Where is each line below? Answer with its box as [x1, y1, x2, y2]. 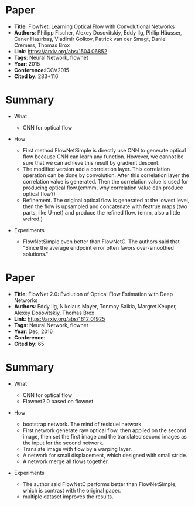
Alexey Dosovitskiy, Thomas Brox [13, 309, 95, 316]
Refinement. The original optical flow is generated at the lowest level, [22, 196, 190, 203]
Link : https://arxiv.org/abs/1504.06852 [13, 47, 108, 55]
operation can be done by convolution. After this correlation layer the [22, 171, 190, 179]
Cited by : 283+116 [13, 73, 59, 80]
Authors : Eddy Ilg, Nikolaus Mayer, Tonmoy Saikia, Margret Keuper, [13, 303, 177, 310]
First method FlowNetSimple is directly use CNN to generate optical [22, 147, 186, 154]
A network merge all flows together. [22, 458, 110, 465]
